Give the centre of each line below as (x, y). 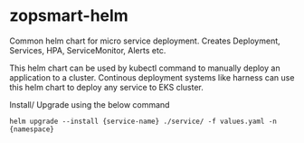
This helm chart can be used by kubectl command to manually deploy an (145, 68)
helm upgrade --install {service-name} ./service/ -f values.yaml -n (143, 121)
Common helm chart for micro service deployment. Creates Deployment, (145, 41)
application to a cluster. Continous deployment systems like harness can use (152, 77)
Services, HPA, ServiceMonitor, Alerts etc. (88, 50)
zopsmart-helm (69, 16)
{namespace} (32, 129)
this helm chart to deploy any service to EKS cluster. (106, 87)
